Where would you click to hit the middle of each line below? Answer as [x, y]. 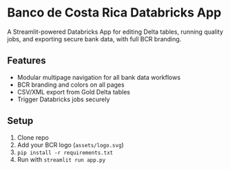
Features [27, 61]
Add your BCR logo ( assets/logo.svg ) [70, 145]
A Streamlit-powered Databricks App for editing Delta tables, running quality [115, 32]
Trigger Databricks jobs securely [63, 99]
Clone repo [33, 137]
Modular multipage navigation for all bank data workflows [99, 77]
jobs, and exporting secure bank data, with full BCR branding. [94, 39]
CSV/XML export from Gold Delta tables [74, 92]
